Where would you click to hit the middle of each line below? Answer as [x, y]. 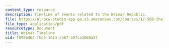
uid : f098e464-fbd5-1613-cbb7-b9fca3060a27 [52, 38]
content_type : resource [30, 10]
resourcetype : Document [30, 28]
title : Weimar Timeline [30, 33]
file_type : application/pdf [35, 24]
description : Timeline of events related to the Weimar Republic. [76, 14]
